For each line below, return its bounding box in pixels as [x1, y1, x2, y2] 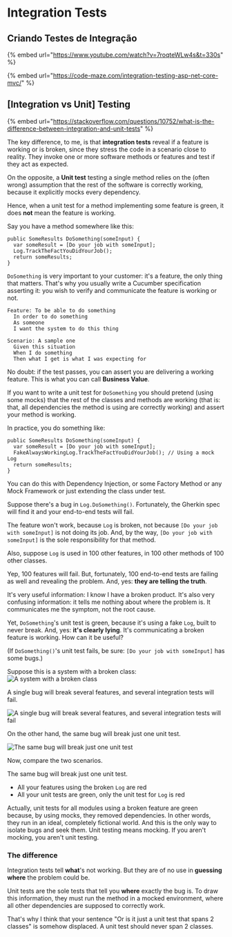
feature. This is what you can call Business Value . [7, 375, 150, 383]
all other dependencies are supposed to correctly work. [7, 902, 166, 910]
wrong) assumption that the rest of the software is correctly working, [7, 180, 204, 189]
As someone [13, 319, 45, 326]
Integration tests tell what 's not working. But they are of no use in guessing [7, 866, 222, 875]
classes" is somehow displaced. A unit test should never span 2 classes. [7, 922, 213, 931]
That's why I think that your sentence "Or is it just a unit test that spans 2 [7, 915, 214, 923]
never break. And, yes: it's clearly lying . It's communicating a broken [7, 625, 205, 634]
